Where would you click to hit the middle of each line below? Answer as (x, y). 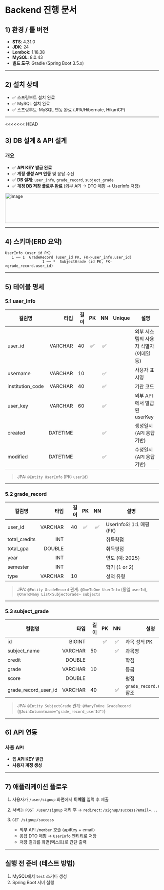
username (19, 373)
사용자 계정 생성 (27, 765)
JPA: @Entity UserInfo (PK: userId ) (52, 477)
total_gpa (18, 549)
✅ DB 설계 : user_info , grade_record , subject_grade (63, 180)
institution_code (26, 386)
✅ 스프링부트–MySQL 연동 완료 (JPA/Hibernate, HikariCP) (69, 109)
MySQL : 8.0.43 (27, 57)
